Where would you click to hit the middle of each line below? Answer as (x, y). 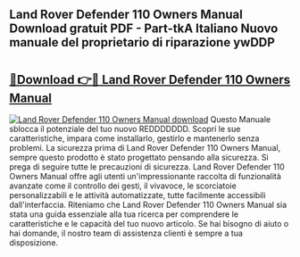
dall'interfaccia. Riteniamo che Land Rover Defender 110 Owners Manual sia (148, 205)
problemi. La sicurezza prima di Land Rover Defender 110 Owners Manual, (145, 148)
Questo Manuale (240, 119)
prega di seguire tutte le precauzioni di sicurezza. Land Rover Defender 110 (147, 167)
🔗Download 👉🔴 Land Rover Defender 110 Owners (150, 79)
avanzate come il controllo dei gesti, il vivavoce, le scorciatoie (123, 186)
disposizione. (34, 243)
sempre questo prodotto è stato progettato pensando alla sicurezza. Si (139, 157)
